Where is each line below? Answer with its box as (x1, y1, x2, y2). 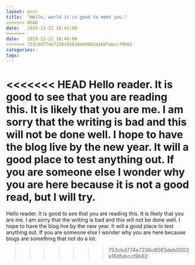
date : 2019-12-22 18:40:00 (6, 36, 78, 42)
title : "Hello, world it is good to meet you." (6, 14, 127, 20)
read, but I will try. (6, 190, 96, 204)
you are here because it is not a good (6, 178, 190, 191)
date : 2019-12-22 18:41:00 (6, 25, 78, 31)
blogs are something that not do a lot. (6, 235, 97, 242)
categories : (6, 47, 35, 53)
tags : (6, 52, 19, 58)
